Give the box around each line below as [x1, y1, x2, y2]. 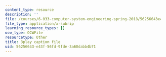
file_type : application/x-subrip [5, 21, 74, 26]
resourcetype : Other [5, 35, 48, 40]
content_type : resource [5, 7, 54, 12]
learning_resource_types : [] [5, 26, 65, 31]
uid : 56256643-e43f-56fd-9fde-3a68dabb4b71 [5, 44, 96, 49]
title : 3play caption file [5, 40, 61, 45]
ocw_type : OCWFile [5, 30, 43, 35]
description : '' [5, 12, 39, 17]
